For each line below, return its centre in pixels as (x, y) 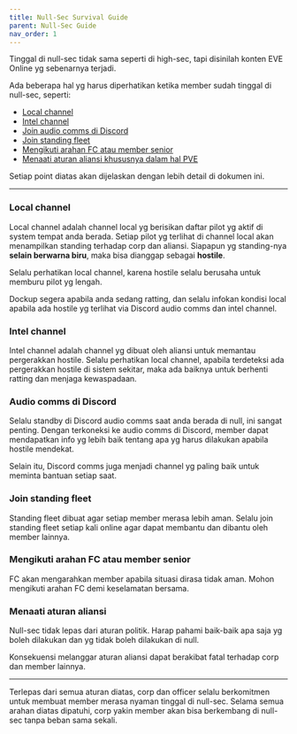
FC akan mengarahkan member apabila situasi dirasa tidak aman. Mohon (142, 579)
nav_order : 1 (33, 34)
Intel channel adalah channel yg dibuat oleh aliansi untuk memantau (133, 350)
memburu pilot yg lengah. (56, 282)
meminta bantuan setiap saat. (63, 475)
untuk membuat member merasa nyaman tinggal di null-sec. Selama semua (147, 701)
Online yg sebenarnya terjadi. (63, 68)
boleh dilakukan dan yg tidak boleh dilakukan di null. (104, 640)
